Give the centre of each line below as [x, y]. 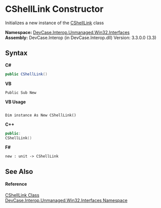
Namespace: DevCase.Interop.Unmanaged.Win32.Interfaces [67, 32]
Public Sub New [21, 92]
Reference [16, 184]
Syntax [16, 53]
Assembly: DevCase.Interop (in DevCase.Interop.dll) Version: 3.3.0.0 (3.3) [81, 38]
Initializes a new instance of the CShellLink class [54, 23]
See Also [19, 171]
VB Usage [16, 102]
